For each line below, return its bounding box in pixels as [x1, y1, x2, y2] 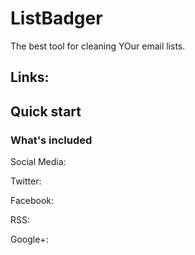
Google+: [10, 233, 49, 246]
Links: [10, 69, 50, 86]
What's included [10, 133, 93, 147]
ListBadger [10, 7, 103, 30]
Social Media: [10, 156, 67, 168]
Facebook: [10, 195, 55, 207]
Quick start [10, 103, 82, 120]
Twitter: [10, 175, 42, 187]
